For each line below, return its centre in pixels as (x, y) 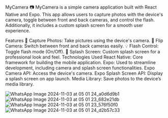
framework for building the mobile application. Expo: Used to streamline (81, 62)
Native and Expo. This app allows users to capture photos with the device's (84, 14)
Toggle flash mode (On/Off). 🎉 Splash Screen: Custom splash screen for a (83, 52)
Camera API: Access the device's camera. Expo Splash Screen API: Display (84, 73)
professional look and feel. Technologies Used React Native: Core (74, 57)
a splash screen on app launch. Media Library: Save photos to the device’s (83, 79)
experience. (18, 31)
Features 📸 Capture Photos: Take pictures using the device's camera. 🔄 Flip (84, 40)
